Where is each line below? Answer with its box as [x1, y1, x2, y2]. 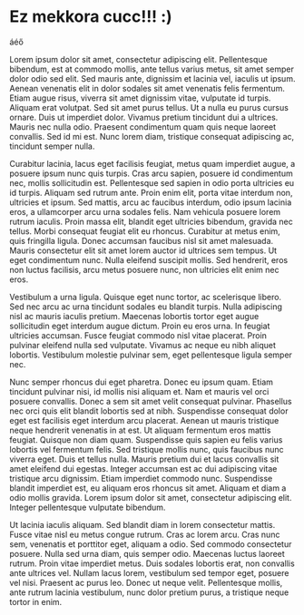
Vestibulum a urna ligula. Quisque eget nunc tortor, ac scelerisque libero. [9, 291, 282, 302]
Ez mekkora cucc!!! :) [9, 6, 172, 27]
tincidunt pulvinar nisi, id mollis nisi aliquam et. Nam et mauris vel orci [9, 386, 270, 396]
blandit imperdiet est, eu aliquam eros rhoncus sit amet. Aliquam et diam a [9, 483, 287, 493]
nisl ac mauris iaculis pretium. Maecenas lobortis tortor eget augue [9, 310, 260, 321]
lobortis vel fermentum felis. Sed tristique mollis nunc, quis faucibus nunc [9, 444, 284, 454]
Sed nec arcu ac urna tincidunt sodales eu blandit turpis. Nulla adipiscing [9, 301, 283, 312]
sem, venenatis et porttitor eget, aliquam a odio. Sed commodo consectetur [9, 538, 292, 550]
